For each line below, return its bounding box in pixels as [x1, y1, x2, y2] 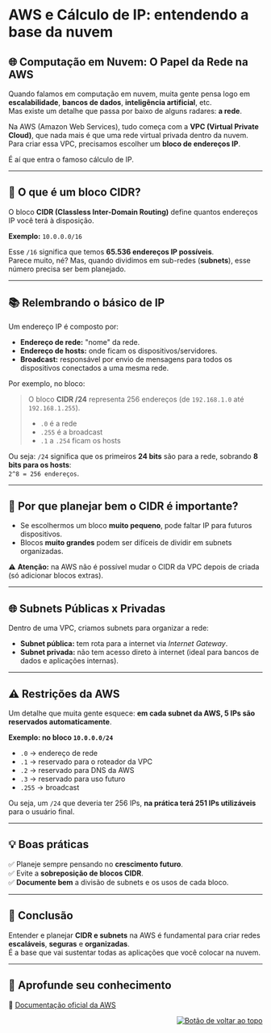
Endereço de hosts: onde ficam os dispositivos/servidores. [19, 346, 218, 355]
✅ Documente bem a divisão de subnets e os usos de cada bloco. [8, 877, 229, 887]
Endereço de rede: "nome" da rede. [19, 337, 140, 346]
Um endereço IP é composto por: [8, 321, 119, 331]
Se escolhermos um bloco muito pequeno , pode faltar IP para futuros [19, 521, 252, 531]
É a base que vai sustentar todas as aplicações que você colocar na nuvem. [8, 947, 261, 957]
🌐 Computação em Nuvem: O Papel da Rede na [8, 55, 248, 69]
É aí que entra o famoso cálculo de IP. [8, 155, 135, 164]
